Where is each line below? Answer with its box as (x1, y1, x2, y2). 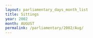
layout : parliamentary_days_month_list (5, 7, 88, 12)
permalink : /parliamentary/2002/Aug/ (5, 26, 84, 31)
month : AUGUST (5, 21, 35, 26)
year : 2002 (5, 16, 28, 21)
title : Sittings (5, 12, 39, 17)
